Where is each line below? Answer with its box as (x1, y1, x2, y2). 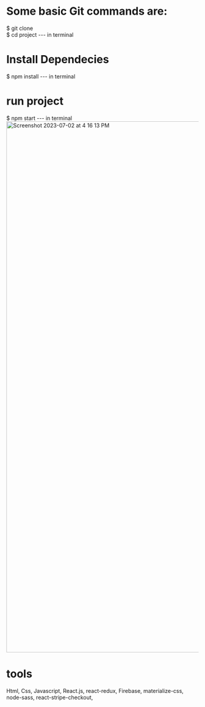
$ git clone (6, 24, 34, 32)
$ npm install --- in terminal (6, 72, 76, 80)
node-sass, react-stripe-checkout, (6, 694, 93, 701)
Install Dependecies (6, 53, 109, 67)
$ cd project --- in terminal (6, 31, 74, 38)
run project (6, 94, 64, 108)
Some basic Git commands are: (6, 4, 168, 18)
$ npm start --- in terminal (6, 114, 72, 122)
